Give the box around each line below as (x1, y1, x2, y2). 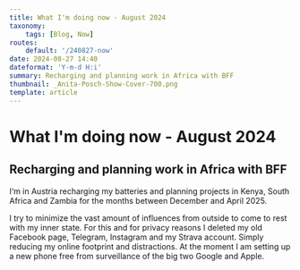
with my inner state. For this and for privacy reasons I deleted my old (9, 222, 262, 232)
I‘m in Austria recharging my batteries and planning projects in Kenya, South (9, 185, 290, 197)
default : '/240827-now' (25, 46, 115, 55)
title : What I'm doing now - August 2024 (9, 13, 167, 22)
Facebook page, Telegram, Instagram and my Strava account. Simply (9, 232, 264, 242)
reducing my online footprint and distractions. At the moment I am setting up (9, 240, 291, 251)
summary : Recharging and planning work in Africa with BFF (9, 72, 235, 80)
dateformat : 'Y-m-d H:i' (9, 63, 102, 72)
